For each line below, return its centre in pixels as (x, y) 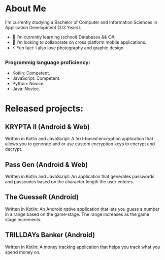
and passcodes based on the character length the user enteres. (70, 182)
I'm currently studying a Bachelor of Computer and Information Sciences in (81, 22)
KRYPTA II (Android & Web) (48, 127)
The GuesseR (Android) (42, 197)
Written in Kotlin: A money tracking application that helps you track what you (83, 247)
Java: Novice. (26, 89)
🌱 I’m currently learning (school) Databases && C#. (64, 37)
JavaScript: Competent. (36, 78)
